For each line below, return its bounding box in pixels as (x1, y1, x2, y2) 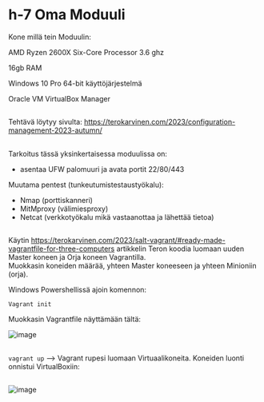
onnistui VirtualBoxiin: (8, 361, 80, 371)
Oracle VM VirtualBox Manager (8, 94, 110, 103)
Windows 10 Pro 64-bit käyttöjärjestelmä (8, 78, 142, 88)
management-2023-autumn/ (8, 125, 102, 135)
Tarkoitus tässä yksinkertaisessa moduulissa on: (8, 149, 168, 158)
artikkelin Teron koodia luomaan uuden (116, 244, 245, 253)
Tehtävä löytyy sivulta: (8, 117, 82, 127)
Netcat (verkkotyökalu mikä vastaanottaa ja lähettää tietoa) (19, 212, 214, 221)
